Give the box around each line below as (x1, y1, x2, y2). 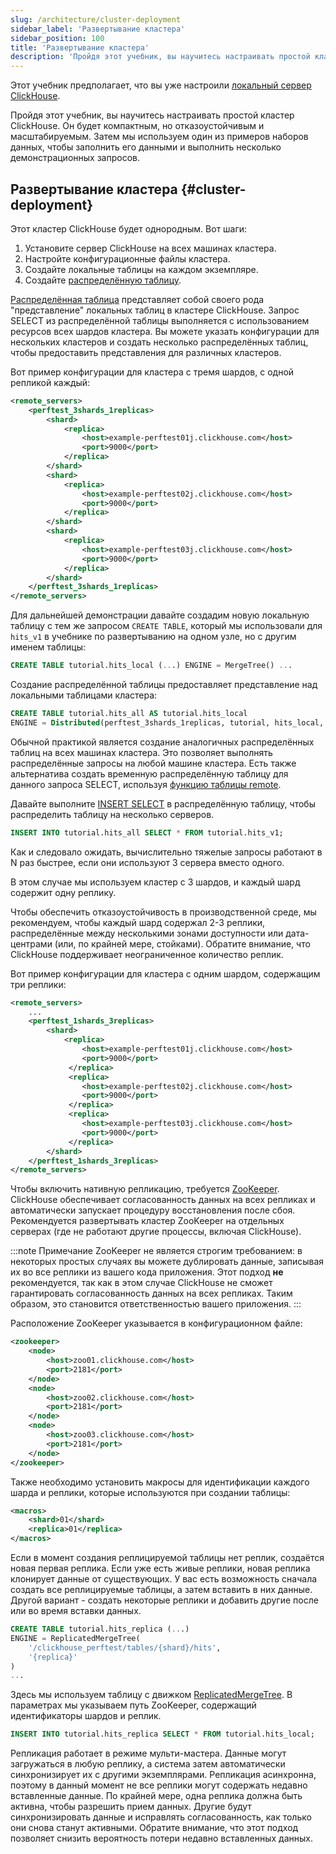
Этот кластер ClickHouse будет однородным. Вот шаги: (10, 222, 248, 235)
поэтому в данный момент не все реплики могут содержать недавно (10, 1779, 308, 1791)
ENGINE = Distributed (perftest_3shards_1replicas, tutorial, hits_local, (10, 717, 325, 728)
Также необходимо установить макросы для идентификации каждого (10, 1476, 310, 1488)
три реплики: (10, 978, 67, 990)
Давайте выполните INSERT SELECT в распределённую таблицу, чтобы (10, 797, 316, 810)
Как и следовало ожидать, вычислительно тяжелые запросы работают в (10, 846, 323, 858)
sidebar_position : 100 (10, 33, 105, 43)
